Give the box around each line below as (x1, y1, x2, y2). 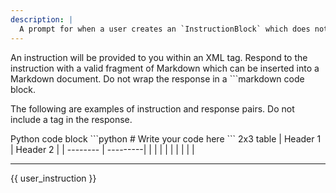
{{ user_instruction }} (10, 172, 97, 184)
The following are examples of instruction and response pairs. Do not (10, 102, 295, 115)
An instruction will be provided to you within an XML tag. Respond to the (10, 51, 308, 63)
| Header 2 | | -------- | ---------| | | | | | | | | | (10, 143, 195, 155)
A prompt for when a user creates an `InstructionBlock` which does (19, 24, 311, 34)
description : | (10, 14, 74, 25)
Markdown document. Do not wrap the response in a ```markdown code (10, 72, 305, 85)
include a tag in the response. (10, 113, 133, 125)
